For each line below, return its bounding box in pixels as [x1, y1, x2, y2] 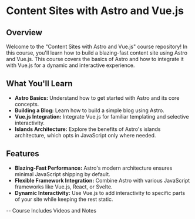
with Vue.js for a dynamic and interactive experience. [6, 62, 135, 69]
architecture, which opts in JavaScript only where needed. [14, 132, 156, 139]
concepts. [14, 100, 39, 107]
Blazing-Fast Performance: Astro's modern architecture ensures [14, 164, 173, 171]
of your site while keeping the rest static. [14, 196, 113, 203]
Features [6, 149, 39, 159]
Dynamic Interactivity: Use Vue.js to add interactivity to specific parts [14, 189, 186, 196]
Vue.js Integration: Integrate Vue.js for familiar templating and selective [14, 113, 189, 120]
